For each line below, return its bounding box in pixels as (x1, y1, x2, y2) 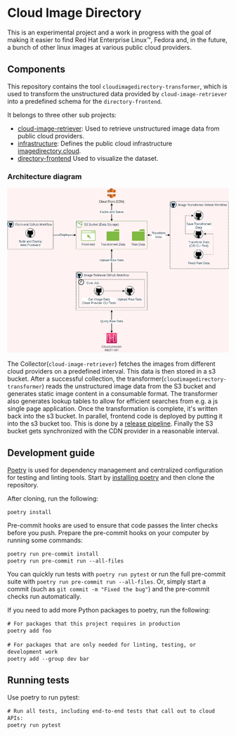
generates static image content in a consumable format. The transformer (7, 390, 218, 397)
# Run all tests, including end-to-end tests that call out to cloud (7, 707, 216, 714)
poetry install (7, 508, 52, 515)
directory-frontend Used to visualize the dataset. (17, 154, 159, 162)
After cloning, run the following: (7, 494, 98, 503)
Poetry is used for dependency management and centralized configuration (7, 466, 223, 474)
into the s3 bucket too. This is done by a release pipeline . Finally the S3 (7, 419, 214, 428)
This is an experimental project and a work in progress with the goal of (7, 28, 212, 37)
